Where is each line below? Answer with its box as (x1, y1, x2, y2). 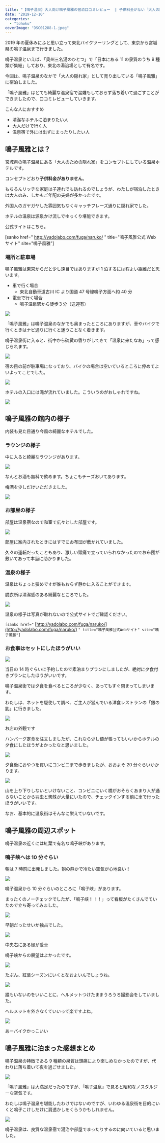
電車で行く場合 (12, 295, 43, 301)
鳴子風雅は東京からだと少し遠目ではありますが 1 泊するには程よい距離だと (5, 266, 156, 272)
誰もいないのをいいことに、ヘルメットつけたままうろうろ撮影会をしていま (5, 992, 156, 998)
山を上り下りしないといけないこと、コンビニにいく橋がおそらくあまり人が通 (5, 787, 160, 794)
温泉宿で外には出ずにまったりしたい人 (12, 129, 90, 135)
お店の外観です (5, 725, 35, 731)
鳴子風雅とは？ (5, 145, 51, 153)
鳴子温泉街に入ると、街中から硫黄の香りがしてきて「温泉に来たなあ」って (5, 337, 155, 343)
